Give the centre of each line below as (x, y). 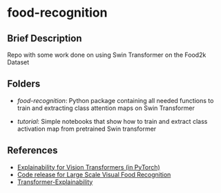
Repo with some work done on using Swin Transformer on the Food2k (107, 55)
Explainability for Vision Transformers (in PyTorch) (88, 167)
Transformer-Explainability (55, 182)
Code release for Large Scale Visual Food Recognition (94, 174)
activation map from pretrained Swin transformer (87, 129)
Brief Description (45, 38)
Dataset (18, 62)
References (32, 150)
